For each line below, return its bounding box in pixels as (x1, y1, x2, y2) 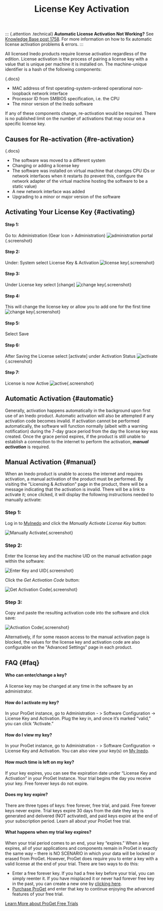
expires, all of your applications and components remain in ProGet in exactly (5, 845, 158, 851)
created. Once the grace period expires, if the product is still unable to (5, 434, 146, 439)
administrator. (5, 688, 33, 694)
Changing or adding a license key (12, 163, 79, 168)
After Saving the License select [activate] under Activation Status (5, 353, 136, 359)
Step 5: (5, 320, 20, 326)
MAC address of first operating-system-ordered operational (12, 86, 132, 91)
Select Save (5, 331, 29, 337)
